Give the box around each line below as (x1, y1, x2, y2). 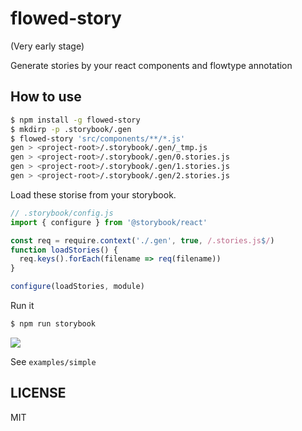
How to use (10, 88, 82, 106)
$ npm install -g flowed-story (10, 115, 141, 125)
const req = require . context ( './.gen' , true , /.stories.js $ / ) (10, 235, 275, 246)
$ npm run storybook (10, 319, 97, 329)
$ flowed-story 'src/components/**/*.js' (10, 133, 186, 144)
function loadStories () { (10, 245, 118, 255)
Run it (10, 300, 35, 311)
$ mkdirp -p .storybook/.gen (10, 124, 132, 134)
